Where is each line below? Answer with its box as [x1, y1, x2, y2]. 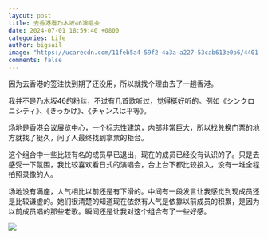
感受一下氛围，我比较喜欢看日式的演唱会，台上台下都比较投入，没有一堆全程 [8, 159, 260, 169]
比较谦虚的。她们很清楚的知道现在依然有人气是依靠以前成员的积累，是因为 [14, 196, 260, 206]
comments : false [8, 57, 62, 65]
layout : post [8, 11, 52, 20]
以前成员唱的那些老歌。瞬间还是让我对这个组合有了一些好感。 [8, 206, 211, 216]
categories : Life [8, 33, 66, 42]
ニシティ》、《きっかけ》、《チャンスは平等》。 [8, 105, 152, 116]
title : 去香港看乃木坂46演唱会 [8, 19, 100, 27]
